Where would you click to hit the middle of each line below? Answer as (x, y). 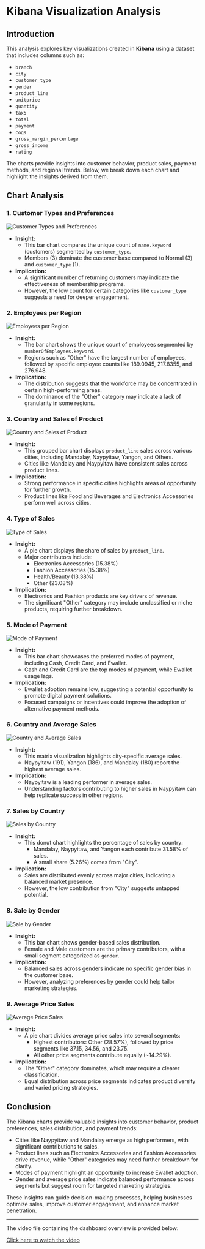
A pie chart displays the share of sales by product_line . (94, 550)
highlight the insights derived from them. (57, 176)
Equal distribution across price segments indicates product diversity (110, 1081)
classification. (42, 1075)
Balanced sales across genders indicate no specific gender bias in (107, 968)
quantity (26, 107)
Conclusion (29, 1107)
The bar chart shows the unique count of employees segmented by (109, 344)
